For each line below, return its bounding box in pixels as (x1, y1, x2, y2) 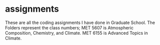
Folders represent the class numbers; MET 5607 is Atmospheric (5, 24, 134, 30)
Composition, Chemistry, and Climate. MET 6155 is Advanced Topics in (5, 30, 148, 36)
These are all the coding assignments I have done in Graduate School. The (5, 20, 155, 25)
